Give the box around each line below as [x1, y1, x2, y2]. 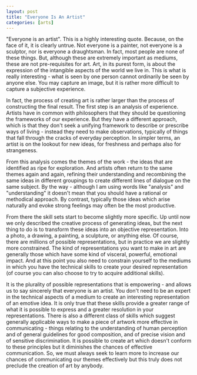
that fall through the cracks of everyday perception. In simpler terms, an [6, 135, 181, 142]
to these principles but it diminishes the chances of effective [6, 343, 153, 350]
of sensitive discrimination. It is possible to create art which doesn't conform [6, 337, 192, 344]
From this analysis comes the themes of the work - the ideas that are [6, 158, 173, 165]
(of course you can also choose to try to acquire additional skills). [6, 270, 165, 277]
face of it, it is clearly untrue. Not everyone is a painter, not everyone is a [6, 42, 182, 49]
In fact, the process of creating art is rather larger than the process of [6, 97, 175, 104]
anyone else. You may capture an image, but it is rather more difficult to [6, 79, 179, 86]
